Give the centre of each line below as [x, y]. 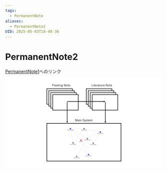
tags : [11, 10]
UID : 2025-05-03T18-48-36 [32, 32]
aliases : [14, 21]
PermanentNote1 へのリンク [33, 71]
